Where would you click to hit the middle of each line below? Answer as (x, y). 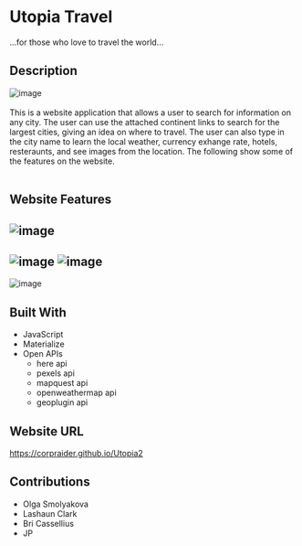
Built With (38, 312)
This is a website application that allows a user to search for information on (151, 112)
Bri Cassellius (48, 523)
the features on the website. (62, 161)
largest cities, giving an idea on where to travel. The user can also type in (147, 132)
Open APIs (43, 354)
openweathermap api (76, 393)
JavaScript (43, 335)
